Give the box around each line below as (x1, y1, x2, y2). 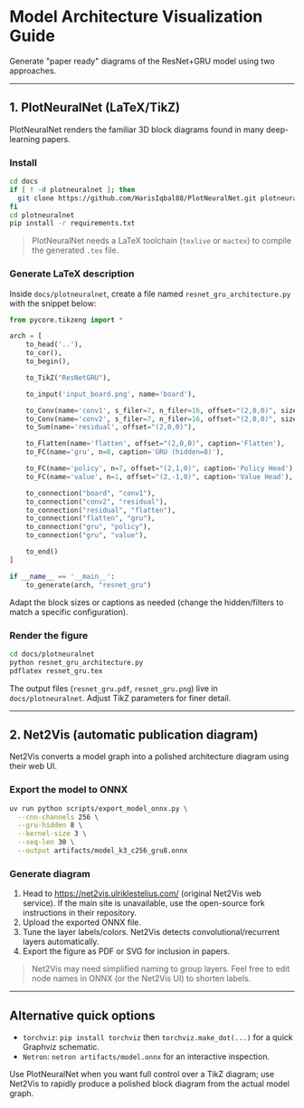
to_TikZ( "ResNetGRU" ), (25, 373, 111, 382)
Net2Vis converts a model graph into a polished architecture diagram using (9, 751, 290, 762)
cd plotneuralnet (9, 210, 75, 219)
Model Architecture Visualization (9, 6, 263, 27)
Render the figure (9, 629, 89, 641)
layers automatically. (22, 936, 100, 948)
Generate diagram (9, 867, 90, 880)
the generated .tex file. (31, 245, 119, 255)
